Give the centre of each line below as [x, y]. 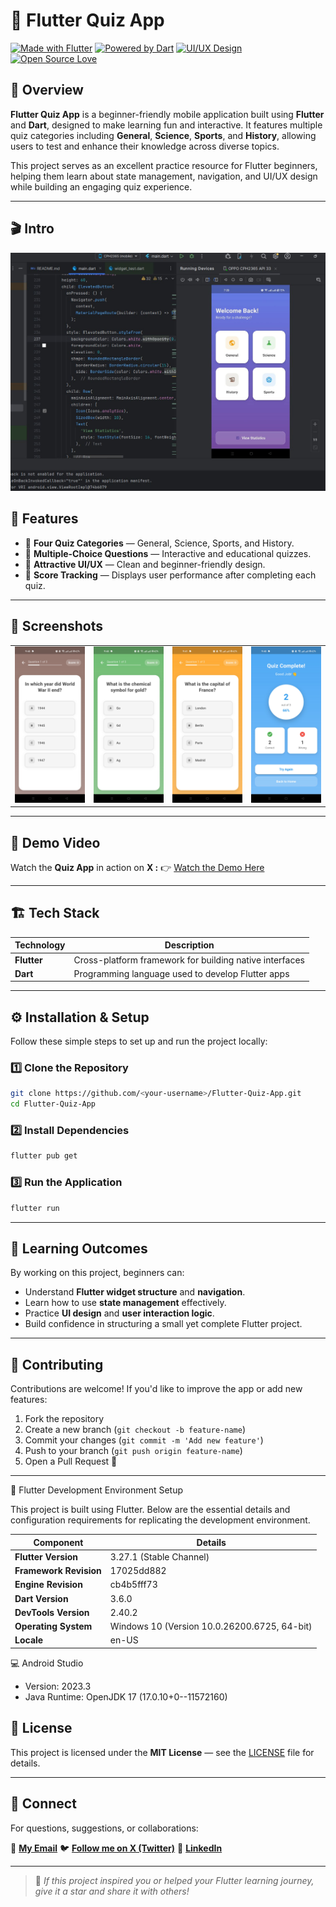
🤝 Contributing [57, 1364]
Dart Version [41, 1598]
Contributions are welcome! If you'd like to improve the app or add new [156, 1389]
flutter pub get [44, 1156]
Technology [40, 945]
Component [58, 1542]
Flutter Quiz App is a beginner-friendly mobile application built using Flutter [167, 114]
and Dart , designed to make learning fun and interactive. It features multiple [166, 125]
